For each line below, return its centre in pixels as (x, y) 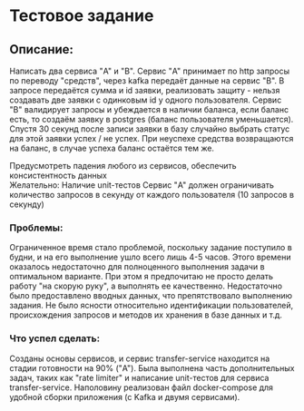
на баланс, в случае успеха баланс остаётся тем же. (112, 148)
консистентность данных (58, 175)
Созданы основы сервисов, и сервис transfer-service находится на (140, 358)
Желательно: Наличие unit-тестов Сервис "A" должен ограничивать (142, 185)
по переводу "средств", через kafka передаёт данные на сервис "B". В (147, 81)
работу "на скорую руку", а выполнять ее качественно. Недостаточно (146, 286)
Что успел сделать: (55, 338)
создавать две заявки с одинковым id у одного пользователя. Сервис (146, 100)
